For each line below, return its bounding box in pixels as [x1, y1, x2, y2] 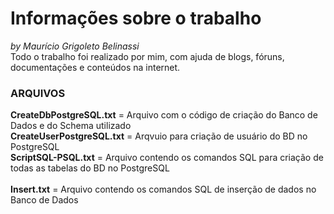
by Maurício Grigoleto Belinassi [10, 40, 140, 52]
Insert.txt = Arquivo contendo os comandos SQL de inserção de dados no [10, 183, 317, 196]
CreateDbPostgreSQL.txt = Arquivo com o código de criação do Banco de [10, 109, 318, 121]
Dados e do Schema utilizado [10, 120, 132, 132]
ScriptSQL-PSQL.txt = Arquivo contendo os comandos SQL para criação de [10, 152, 324, 164]
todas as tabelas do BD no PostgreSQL [10, 162, 170, 174]
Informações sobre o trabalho [10, 7, 262, 30]
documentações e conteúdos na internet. [10, 61, 181, 73]
